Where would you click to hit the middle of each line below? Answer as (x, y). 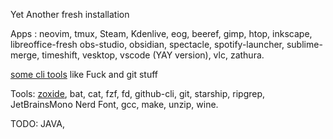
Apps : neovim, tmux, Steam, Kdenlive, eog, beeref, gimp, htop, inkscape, (161, 33)
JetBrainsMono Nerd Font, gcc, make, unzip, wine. (114, 104)
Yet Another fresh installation (70, 14)
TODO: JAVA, (37, 123)
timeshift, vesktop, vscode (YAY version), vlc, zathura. (153, 55)
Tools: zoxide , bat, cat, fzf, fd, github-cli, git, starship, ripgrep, (138, 93)
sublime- (304, 44)
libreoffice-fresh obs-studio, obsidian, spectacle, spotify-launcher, (147, 44)
